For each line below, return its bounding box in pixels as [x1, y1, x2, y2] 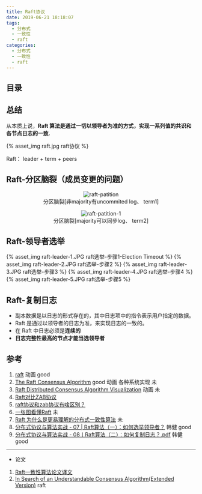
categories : [6, 43, 36, 49]
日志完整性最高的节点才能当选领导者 [14, 334, 105, 342]
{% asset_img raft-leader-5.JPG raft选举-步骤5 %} [6, 276, 131, 283]
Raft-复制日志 [6, 295, 57, 305]
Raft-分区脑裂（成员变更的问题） [6, 175, 128, 185]
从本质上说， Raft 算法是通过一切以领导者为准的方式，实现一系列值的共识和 [6, 122, 192, 129]
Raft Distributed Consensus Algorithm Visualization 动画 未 [14, 385, 161, 393]
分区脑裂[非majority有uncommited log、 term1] [43, 197, 159, 205]
